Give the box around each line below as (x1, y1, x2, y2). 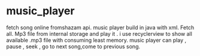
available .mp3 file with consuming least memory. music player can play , (6, 36, 187, 43)
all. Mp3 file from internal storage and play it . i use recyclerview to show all (6, 30, 193, 37)
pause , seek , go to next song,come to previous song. (6, 43, 141, 50)
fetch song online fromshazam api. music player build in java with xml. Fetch (6, 24, 195, 31)
